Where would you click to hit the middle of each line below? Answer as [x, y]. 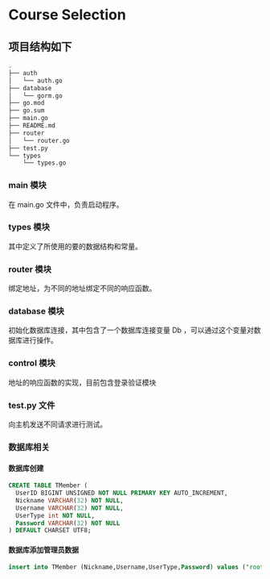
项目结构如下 [40, 46]
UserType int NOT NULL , [55, 515]
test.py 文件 [32, 405]
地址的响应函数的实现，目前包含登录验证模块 [82, 382]
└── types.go [45, 163]
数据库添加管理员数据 [43, 549]
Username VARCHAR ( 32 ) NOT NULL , [70, 508]
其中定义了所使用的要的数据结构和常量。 [75, 246]
